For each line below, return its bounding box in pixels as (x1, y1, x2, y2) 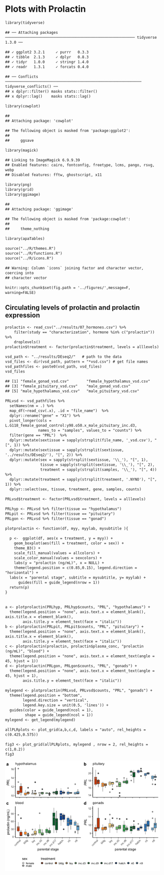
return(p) (9, 585, 29, 590)
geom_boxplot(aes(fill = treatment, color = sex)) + (14, 541, 124, 546)
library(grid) (5, 187, 34, 192)
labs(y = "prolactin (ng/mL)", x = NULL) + (14, 560, 105, 565)
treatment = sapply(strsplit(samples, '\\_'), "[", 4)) (40, 467, 157, 472)
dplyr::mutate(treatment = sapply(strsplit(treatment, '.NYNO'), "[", (9, 477, 157, 482)
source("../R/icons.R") (5, 256, 54, 261)
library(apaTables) (5, 236, 45, 241)
